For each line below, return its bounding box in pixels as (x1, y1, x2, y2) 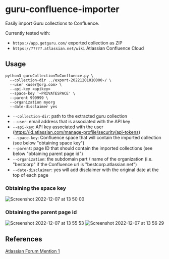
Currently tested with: (5, 30, 50, 36)
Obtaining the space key (5, 184, 67, 191)
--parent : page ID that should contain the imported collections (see (12, 145, 153, 151)
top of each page (12, 172, 49, 178)
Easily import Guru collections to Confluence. (5, 20, 99, 26)
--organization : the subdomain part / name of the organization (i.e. (12, 156, 153, 162)
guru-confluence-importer (5, 4, 120, 15)
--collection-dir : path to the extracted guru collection (12, 113, 128, 119)
